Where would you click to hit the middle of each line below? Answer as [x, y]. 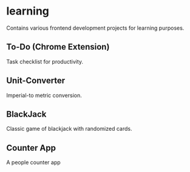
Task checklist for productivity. [45, 61]
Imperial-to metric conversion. [44, 95]
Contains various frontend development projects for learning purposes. [95, 28]
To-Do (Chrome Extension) [58, 47]
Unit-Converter [36, 81]
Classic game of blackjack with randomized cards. [69, 129]
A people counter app [33, 162]
